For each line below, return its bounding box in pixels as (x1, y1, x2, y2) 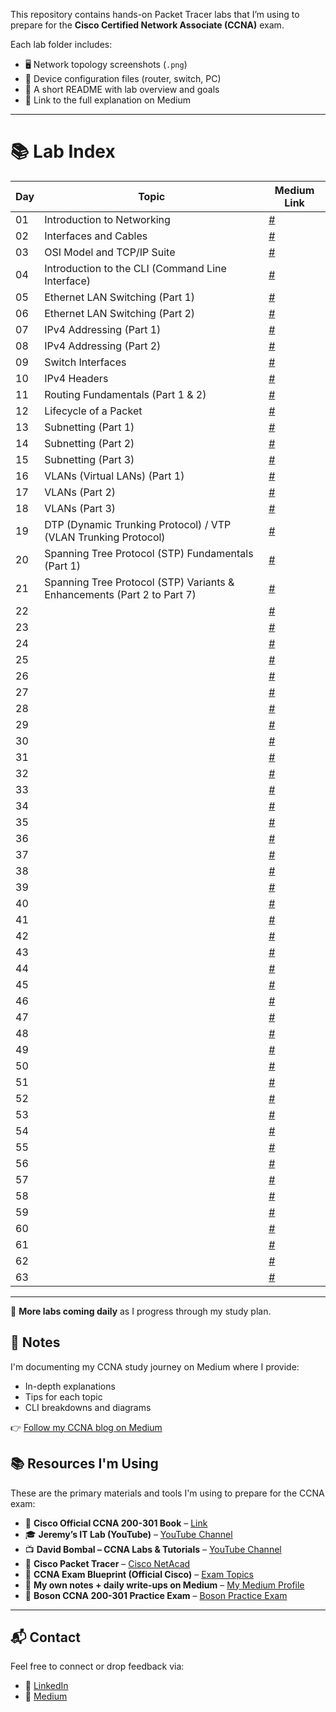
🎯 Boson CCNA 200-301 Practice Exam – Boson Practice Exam (24, 1589, 288, 1601)
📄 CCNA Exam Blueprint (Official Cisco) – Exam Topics (24, 1568, 254, 1580)
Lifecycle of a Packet (44, 404, 143, 418)
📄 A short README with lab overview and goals (24, 84, 220, 95)
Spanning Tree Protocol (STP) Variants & (44, 575, 235, 589)
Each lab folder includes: (10, 39, 113, 50)
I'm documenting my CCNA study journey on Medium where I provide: (10, 1360, 300, 1373)
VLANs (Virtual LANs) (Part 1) (44, 469, 185, 483)
